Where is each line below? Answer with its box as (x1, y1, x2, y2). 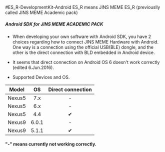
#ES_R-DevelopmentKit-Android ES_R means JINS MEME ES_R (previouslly (5, 4, 160, 10)
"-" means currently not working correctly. (5, 141, 96, 147)
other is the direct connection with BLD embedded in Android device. (12, 49, 155, 55)
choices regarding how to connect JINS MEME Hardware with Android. (12, 38, 159, 44)
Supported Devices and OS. (12, 74, 70, 80)
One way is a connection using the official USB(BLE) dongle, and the (12, 44, 154, 50)
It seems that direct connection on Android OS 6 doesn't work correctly (12, 59, 160, 65)
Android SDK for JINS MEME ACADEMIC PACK (5, 21, 103, 27)
